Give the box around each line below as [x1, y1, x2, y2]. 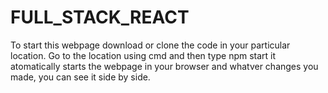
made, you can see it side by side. [10, 71, 151, 83]
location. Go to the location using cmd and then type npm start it [10, 49, 277, 61]
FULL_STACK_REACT [10, 6, 190, 29]
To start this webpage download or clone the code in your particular [10, 39, 291, 51]
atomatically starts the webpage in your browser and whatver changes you [10, 60, 319, 72]
